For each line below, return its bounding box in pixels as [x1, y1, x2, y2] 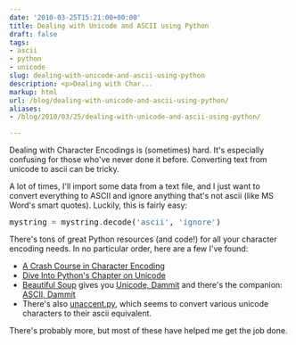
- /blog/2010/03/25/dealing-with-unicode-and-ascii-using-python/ [9, 112, 261, 121]
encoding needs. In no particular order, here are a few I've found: [9, 243, 249, 254]
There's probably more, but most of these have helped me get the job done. [9, 325, 288, 336]
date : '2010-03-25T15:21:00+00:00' [9, 12, 142, 22]
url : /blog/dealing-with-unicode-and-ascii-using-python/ [9, 95, 229, 105]
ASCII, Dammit [21, 289, 76, 300]
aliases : [9, 104, 42, 113]
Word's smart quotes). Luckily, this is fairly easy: [9, 200, 188, 210]
